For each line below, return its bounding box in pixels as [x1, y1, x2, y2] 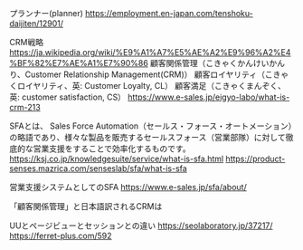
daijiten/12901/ [9, 18, 64, 29]
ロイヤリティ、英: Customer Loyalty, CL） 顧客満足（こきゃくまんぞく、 [16, 81, 287, 91]
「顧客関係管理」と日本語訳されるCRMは [9, 201, 163, 211]
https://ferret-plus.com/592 [9, 230, 112, 241]
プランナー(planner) [9, 8, 84, 18]
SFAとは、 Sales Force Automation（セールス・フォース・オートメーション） [9, 120, 293, 131]
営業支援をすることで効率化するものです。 [33, 143, 192, 154]
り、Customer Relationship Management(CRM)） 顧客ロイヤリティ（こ [9, 69, 273, 80]
